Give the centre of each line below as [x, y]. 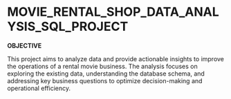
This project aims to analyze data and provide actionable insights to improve [116, 58]
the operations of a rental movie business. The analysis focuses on [103, 66]
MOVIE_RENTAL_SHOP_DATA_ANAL [113, 12]
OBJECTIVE [25, 45]
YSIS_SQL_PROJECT [68, 26]
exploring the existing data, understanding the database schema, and [106, 74]
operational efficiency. [39, 88]
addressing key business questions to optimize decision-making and [105, 80]
